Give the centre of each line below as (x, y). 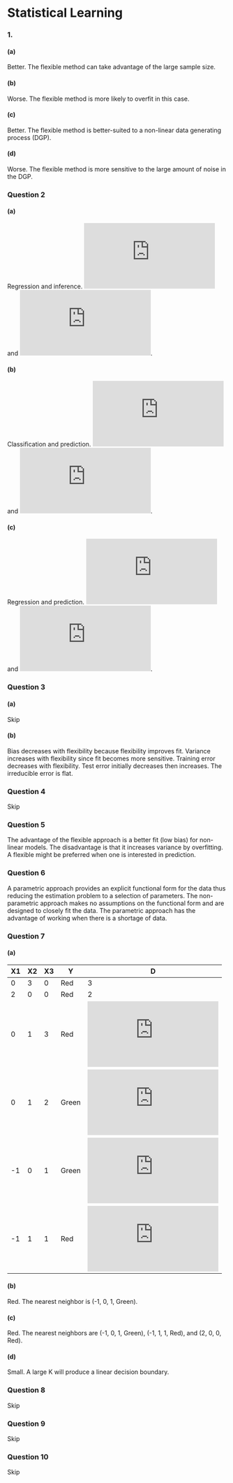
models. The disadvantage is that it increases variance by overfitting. (124, 847)
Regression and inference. (45, 286)
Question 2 (26, 194)
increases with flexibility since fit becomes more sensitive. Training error (112, 758)
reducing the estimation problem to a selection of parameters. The (103, 895)
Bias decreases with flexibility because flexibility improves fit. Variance (109, 751)
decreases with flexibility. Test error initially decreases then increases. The (114, 766)
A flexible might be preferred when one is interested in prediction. (102, 855)
